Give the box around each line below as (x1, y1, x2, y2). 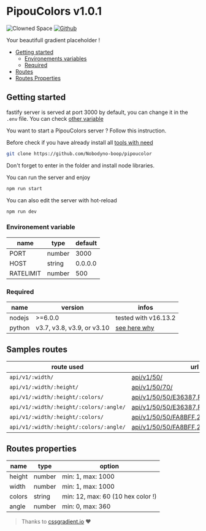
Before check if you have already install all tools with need (6, 139, 153, 146)
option (99, 462, 120, 470)
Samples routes (6, 345, 68, 355)
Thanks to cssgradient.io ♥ (21, 518, 91, 525)
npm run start (6, 185, 43, 191)
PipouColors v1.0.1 (6, 4, 102, 18)
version (61, 303, 84, 311)
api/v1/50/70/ (131, 383, 173, 391)
